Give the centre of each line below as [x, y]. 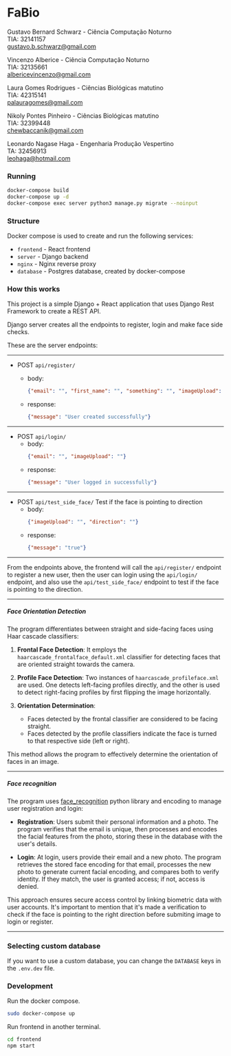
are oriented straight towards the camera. [76, 664]
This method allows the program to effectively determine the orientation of [113, 754]
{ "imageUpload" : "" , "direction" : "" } [83, 521]
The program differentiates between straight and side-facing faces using [110, 629]
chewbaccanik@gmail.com [45, 130]
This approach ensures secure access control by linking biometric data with [114, 900]
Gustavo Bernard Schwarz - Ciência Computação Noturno [89, 32]
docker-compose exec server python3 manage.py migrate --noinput [102, 203]
